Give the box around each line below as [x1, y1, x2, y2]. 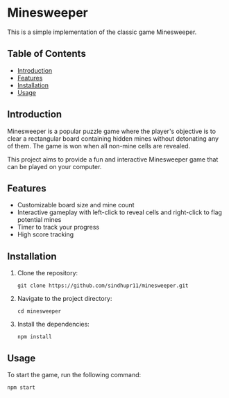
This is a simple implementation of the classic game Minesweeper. [7, 28, 197, 36]
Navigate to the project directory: [17, 295, 112, 303]
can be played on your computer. [7, 162, 102, 171]
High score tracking [17, 230, 74, 239]
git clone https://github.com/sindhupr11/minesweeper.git [17, 282, 189, 289]
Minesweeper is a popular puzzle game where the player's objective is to [7, 127, 217, 135]
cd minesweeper [17, 308, 62, 315]
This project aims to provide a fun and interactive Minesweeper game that [7, 155, 219, 164]
